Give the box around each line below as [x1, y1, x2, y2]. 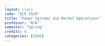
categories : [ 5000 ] [4, 34, 44, 39]
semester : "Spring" [4, 25, 44, 30]
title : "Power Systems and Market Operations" [4, 16, 101, 21]
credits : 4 [4, 29, 27, 34]
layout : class [4, 7, 34, 12]
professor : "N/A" [4, 20, 40, 25]
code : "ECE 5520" [4, 11, 40, 16]
